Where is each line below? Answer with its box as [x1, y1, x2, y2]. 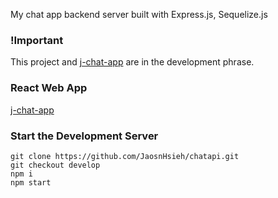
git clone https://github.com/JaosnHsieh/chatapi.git [10, 151, 240, 161]
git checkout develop [10, 160, 101, 170]
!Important [10, 33, 64, 47]
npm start [10, 177, 52, 188]
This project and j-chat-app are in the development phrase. [10, 56, 255, 68]
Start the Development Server [10, 129, 159, 143]
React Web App [10, 81, 88, 95]
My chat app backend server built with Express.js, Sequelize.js [10, 9, 268, 20]
